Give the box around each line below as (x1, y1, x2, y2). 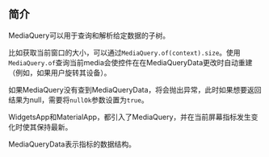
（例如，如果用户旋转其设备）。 (8, 68, 111, 77)
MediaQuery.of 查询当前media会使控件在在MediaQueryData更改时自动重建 (8, 57, 253, 67)
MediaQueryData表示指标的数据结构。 (8, 139, 136, 149)
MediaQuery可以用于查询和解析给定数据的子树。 (8, 31, 170, 40)
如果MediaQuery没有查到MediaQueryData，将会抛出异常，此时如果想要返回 (8, 85, 262, 94)
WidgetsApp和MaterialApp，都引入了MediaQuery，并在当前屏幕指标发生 (8, 112, 252, 122)
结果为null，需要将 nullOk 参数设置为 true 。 (8, 95, 149, 105)
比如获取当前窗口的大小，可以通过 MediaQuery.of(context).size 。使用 (8, 48, 241, 57)
